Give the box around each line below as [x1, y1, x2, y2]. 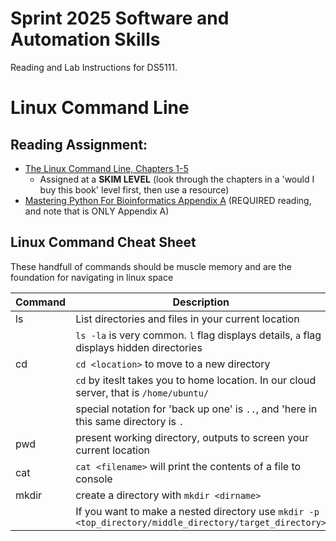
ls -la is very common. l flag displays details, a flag [75, 328, 322, 342]
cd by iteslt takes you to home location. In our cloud [75, 373, 317, 387]
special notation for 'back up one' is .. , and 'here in [75, 402, 318, 416]
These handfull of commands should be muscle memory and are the [10, 260, 292, 272]
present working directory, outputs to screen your [75, 430, 309, 444]
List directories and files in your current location [75, 312, 300, 326]
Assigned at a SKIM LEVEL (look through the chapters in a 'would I [39, 173, 315, 185]
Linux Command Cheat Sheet [10, 234, 197, 251]
